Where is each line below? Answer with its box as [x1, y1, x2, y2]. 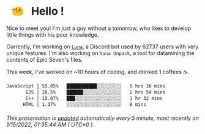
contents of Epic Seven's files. [6, 56, 83, 64]
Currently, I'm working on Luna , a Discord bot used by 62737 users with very [6, 43, 199, 50]
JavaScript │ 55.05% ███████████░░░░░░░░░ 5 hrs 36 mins [6, 83, 166, 89]
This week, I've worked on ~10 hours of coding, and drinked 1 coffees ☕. [6, 69, 190, 76]
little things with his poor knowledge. [6, 31, 99, 39]
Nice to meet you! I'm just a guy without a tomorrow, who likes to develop [6, 24, 192, 32]
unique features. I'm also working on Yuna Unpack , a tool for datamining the [6, 50, 195, 57]
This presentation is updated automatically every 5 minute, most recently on [6, 114, 199, 122]
